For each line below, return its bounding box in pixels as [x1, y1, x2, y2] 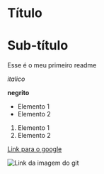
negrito [7, 89, 30, 97]
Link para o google [7, 145, 62, 153]
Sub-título [7, 38, 69, 54]
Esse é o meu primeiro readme [7, 61, 97, 70]
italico [7, 75, 25, 83]
